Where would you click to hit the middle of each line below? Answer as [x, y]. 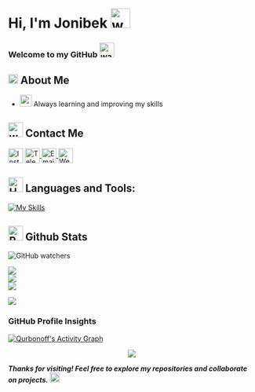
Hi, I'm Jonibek [58, 23]
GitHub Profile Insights [52, 321]
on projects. [28, 379]
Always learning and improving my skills [98, 104]
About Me [45, 80]
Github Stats [56, 237]
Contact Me [54, 134]
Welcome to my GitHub [53, 55]
